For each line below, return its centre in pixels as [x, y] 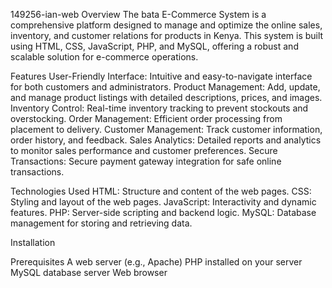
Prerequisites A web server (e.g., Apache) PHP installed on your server [156, 262]
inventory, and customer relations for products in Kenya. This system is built [167, 35]
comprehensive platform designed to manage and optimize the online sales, [166, 25]
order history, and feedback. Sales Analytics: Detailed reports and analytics [166, 140]
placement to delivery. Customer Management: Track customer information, [166, 129]
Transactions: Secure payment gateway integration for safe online [146, 161]
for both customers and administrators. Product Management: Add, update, [165, 87]
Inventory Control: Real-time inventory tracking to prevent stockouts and [159, 108]
